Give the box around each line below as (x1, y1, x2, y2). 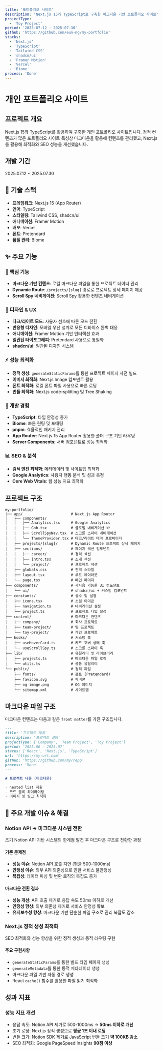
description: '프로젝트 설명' (5, 735, 61, 740)
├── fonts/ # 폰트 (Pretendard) (14, 672, 111, 677)
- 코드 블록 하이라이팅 (5, 789, 45, 794)
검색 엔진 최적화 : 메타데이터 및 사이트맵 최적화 (12, 466, 99, 472)
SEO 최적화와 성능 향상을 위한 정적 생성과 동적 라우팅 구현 (5, 935, 116, 941)
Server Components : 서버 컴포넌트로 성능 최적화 (12, 439, 108, 445)
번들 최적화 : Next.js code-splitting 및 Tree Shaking (12, 389, 112, 394)
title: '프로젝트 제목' (5, 730, 47, 735)
